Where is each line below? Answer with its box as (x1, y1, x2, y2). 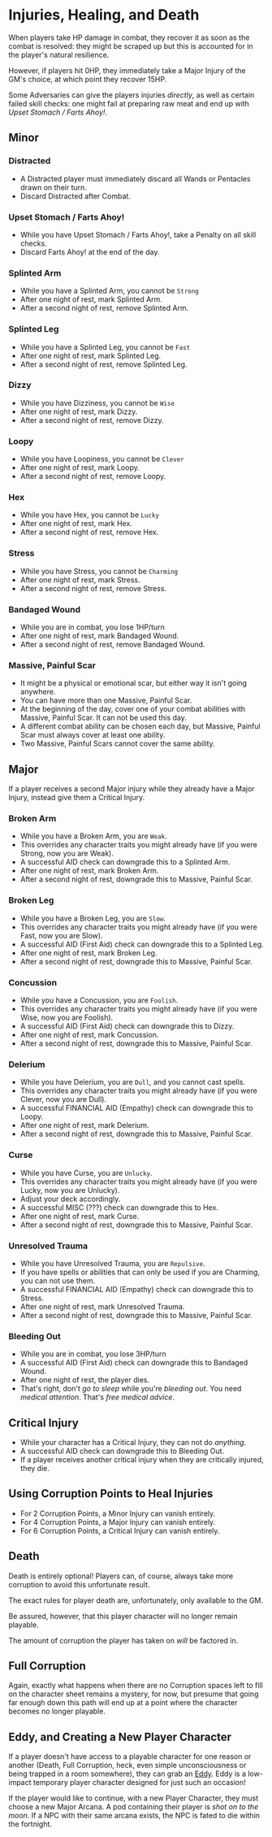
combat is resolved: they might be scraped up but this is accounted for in (8, 41, 253, 50)
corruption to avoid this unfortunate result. (8, 1579, 150, 1589)
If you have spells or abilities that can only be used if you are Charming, (19, 1267, 260, 1277)
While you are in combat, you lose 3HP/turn (19, 1349, 166, 1359)
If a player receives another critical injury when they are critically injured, (19, 1455, 264, 1465)
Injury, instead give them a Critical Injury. (8, 793, 145, 803)
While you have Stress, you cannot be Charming (19, 566, 179, 576)
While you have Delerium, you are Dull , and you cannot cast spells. (19, 1077, 246, 1087)
